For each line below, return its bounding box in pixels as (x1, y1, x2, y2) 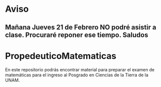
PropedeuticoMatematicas (5, 50, 117, 61)
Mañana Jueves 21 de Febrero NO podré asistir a (5, 23, 157, 31)
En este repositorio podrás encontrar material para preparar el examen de (5, 66, 155, 72)
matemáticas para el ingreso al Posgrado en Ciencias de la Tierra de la (5, 72, 149, 78)
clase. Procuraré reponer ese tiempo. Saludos (5, 30, 149, 39)
